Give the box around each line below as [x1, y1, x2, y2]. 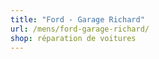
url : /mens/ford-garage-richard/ [10, 24, 150, 34]
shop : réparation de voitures [10, 33, 137, 43]
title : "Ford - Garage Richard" [10, 14, 145, 25]
